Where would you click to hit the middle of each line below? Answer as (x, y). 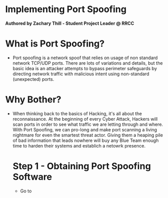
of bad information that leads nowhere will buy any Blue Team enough (86, 140)
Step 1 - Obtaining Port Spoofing (82, 166)
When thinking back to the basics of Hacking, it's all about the (77, 113)
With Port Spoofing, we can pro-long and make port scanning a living (85, 129)
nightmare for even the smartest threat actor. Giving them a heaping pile (88, 135)
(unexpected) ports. (33, 79)
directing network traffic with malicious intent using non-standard (81, 74)
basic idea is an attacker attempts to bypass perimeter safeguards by (85, 68)
